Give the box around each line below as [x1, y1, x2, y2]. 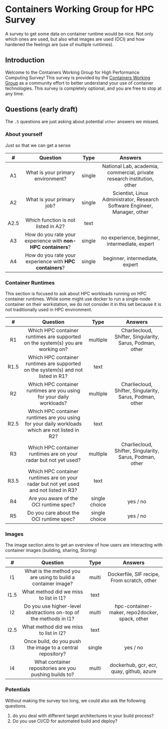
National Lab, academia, [102, 162, 159, 169]
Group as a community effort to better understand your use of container [5, 80, 153, 86]
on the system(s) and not [23, 367, 83, 374]
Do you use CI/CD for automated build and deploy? [12, 718, 117, 724]
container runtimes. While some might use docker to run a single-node [5, 296, 151, 302]
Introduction [5, 56, 45, 65]
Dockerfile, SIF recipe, [107, 571, 160, 578]
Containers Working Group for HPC [5, 4, 154, 15]
